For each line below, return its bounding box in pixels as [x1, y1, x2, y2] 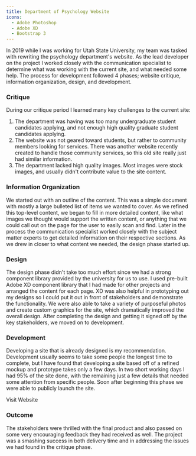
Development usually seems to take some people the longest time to [6, 353, 173, 361]
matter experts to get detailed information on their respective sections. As [6, 234, 186, 241]
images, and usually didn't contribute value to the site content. [14, 168, 167, 175]
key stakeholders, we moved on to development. [6, 319, 125, 326]
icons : [6, 14, 22, 20]
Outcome [6, 411, 34, 419]
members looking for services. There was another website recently [14, 143, 178, 150]
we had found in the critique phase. [6, 443, 93, 450]
